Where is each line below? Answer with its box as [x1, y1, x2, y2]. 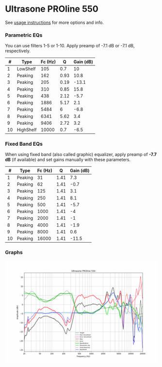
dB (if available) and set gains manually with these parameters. [5, 157, 131, 163]
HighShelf [16, 127, 37, 133]
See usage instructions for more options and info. [5, 19, 104, 25]
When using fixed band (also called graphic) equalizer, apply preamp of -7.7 [5, 152, 157, 157]
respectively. [5, 48, 31, 54]
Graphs [5, 249, 23, 256]
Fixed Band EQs [5, 140, 43, 147]
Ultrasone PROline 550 [5, 3, 98, 15]
